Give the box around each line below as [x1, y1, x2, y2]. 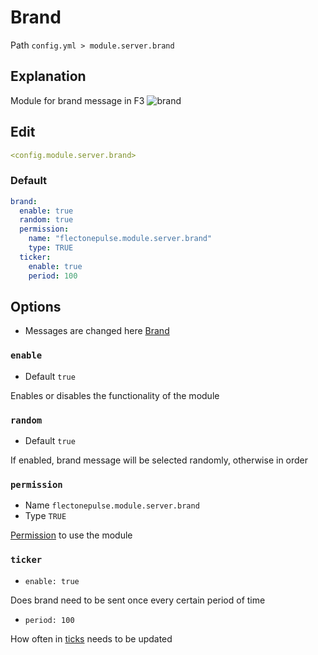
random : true [19, 215, 74, 225]
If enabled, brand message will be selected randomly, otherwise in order [10, 454, 309, 466]
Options [10, 299, 62, 315]
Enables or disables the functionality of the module [10, 389, 220, 401]
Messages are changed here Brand [24, 325, 170, 337]
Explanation [10, 68, 87, 85]
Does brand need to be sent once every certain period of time [10, 594, 266, 606]
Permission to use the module [10, 529, 133, 541]
